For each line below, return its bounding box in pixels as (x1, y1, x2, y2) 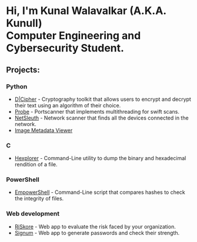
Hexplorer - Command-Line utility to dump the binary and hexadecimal (14, 155, 186, 162)
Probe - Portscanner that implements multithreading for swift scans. (14, 108, 180, 115)
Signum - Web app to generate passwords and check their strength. (14, 229, 180, 236)
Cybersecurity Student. (6, 42, 125, 55)
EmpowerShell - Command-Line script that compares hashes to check (14, 189, 185, 196)
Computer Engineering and (6, 29, 141, 42)
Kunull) (6, 16, 42, 30)
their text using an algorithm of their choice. (14, 101, 121, 109)
